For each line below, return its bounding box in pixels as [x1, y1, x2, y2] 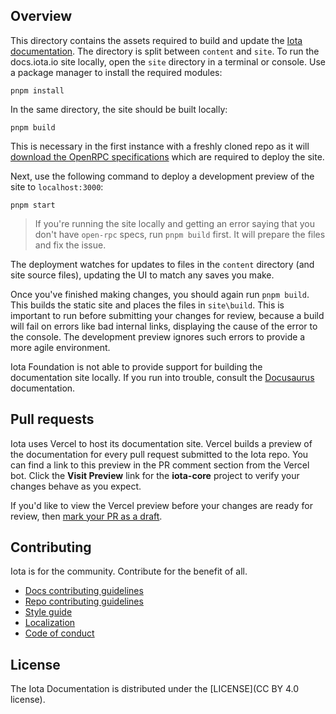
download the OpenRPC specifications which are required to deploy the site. [10, 150, 325, 163]
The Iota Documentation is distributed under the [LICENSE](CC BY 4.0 [10, 683, 300, 695]
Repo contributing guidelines [24, 595, 144, 608]
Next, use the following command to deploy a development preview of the [10, 170, 315, 182]
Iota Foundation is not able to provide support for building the [10, 360, 263, 373]
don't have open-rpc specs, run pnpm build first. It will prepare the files [34, 228, 326, 240]
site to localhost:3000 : [10, 180, 104, 193]
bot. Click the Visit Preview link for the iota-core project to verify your [10, 469, 300, 481]
